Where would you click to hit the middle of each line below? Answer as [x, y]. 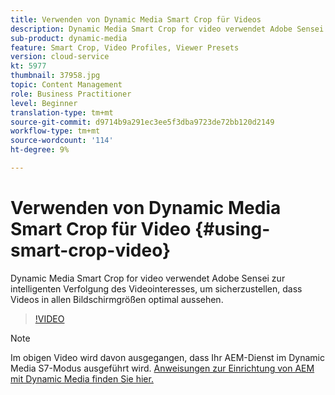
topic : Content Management [66, 85]
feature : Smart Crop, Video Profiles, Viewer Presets [125, 47]
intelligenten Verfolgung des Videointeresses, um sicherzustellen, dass [156, 288]
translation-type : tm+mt [62, 112]
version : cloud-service [60, 57]
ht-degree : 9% [40, 150]
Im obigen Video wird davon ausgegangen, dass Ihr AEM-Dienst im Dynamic [167, 357]
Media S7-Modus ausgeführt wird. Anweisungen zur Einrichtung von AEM [162, 368]
